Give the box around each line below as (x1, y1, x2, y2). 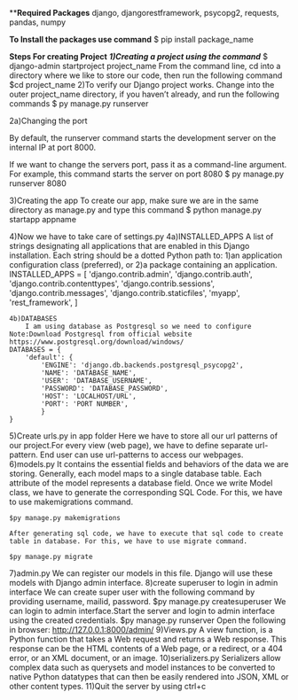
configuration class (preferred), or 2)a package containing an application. (9, 260, 278, 269)
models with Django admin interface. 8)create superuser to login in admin (9, 578, 278, 587)
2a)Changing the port (9, 115, 88, 126)
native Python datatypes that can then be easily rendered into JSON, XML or (9, 672, 289, 681)
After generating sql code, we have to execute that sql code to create (9, 529, 284, 538)
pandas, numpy (9, 17, 67, 27)
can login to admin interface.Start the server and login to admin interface (9, 606, 275, 616)
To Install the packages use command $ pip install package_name (9, 35, 255, 44)
